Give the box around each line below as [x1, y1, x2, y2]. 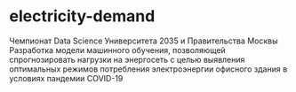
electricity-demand [9, 6, 156, 27]
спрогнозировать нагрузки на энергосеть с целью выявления [9, 54, 245, 65]
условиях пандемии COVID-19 [9, 73, 124, 83]
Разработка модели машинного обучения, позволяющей [9, 44, 227, 55]
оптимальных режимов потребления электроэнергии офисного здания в [9, 64, 288, 74]
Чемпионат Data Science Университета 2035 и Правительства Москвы [9, 35, 278, 46]
